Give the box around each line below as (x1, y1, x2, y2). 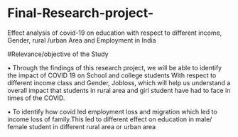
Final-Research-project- (7, 5, 154, 21)
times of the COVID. (7, 94, 65, 102)
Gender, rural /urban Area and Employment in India (7, 35, 156, 44)
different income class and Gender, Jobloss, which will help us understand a (7, 78, 231, 87)
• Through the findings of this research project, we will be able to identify (7, 63, 222, 72)
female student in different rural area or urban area (7, 122, 156, 131)
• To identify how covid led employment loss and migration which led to (7, 107, 218, 116)
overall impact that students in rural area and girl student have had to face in (7, 86, 231, 94)
